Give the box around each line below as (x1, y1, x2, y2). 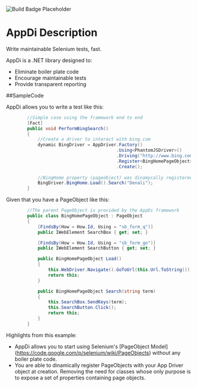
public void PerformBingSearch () (27, 125, 109, 131)
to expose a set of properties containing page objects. (14, 374, 146, 381)
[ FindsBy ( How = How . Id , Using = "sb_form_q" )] (37, 223, 154, 230)
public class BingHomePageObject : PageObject (27, 213, 143, 219)
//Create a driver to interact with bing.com (37, 137, 151, 142)
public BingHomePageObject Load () (37, 256, 122, 262)
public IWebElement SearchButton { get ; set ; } (37, 245, 157, 252)
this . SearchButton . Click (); (47, 305, 117, 311)
